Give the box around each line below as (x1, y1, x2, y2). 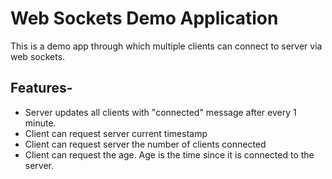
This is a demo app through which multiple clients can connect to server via (10, 40, 323, 52)
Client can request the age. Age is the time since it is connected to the (24, 148, 315, 161)
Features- (10, 80, 73, 97)
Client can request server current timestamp (24, 127, 208, 139)
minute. (24, 117, 57, 129)
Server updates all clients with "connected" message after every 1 (24, 106, 297, 118)
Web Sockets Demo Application (10, 7, 279, 30)
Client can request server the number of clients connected (24, 138, 267, 150)
